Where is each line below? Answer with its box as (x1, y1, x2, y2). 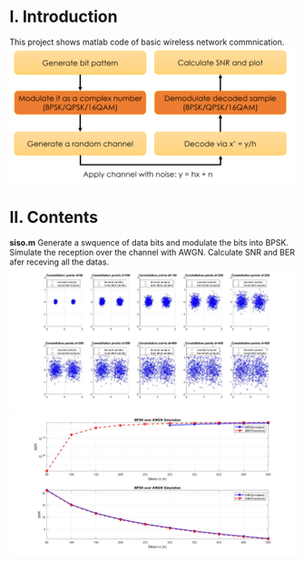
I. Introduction (9, 6, 118, 27)
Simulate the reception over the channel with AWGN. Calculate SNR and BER (9, 246, 295, 257)
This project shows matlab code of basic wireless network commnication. (9, 36, 285, 47)
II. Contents (9, 206, 98, 227)
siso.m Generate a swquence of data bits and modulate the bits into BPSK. (9, 236, 289, 247)
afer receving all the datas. (9, 256, 110, 267)
